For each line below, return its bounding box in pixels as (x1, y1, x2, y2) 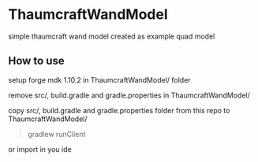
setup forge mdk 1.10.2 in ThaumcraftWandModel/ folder (8, 75, 191, 84)
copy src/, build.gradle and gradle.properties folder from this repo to (8, 105, 230, 115)
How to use (8, 54, 65, 68)
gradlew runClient (27, 129, 86, 138)
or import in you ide (8, 144, 73, 154)
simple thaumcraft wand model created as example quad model (8, 31, 215, 41)
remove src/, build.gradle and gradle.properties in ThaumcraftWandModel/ (8, 90, 250, 100)
